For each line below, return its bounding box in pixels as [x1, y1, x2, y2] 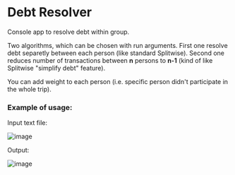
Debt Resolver [7, 4, 92, 20]
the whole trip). [7, 85, 52, 93]
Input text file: [7, 119, 48, 127]
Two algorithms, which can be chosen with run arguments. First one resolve [7, 41, 228, 49]
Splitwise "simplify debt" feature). [7, 64, 106, 72]
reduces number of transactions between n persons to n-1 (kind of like [7, 56, 213, 64]
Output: [7, 146, 30, 155]
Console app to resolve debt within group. [7, 28, 130, 36]
